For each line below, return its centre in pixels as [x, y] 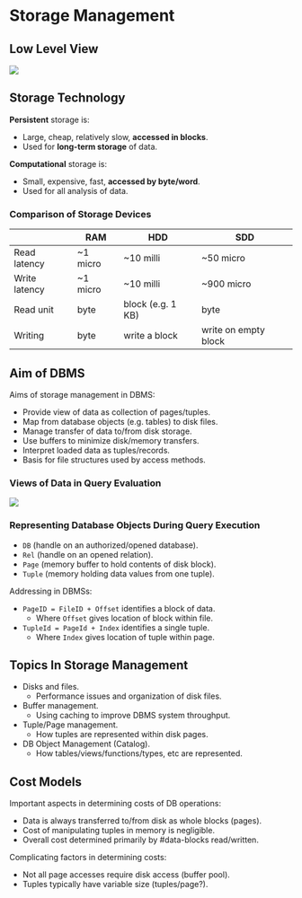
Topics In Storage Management [99, 665]
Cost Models [46, 782]
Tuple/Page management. [70, 725]
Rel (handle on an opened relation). [88, 554]
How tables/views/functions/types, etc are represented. [139, 753]
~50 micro [223, 259]
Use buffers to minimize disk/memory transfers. [111, 440]
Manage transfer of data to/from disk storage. [107, 431]
